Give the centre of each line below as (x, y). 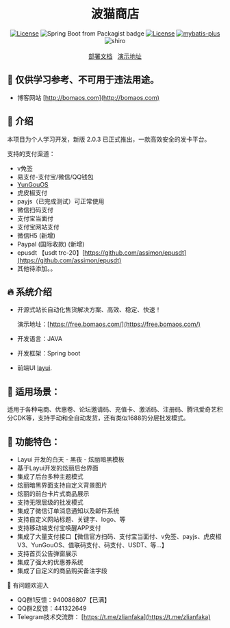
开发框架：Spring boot (49, 353)
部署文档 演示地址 (115, 56)
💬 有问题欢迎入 (28, 585)
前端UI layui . (35, 368)
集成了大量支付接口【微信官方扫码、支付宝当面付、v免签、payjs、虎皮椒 (119, 536)
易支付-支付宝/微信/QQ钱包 (55, 177)
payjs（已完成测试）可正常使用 (61, 201)
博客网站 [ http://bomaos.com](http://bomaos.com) (88, 97)
